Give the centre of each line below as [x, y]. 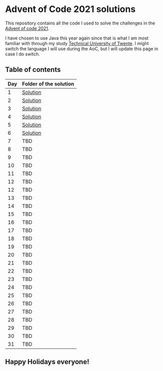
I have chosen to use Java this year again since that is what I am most [77, 38]
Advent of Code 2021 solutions [71, 9]
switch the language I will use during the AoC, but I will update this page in [82, 48]
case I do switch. [23, 54]
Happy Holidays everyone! [47, 362]
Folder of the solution [48, 83]
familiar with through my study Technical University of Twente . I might [77, 43]
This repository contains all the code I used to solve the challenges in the [80, 23]
